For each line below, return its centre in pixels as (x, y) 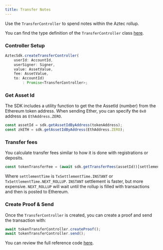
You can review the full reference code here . (49, 243)
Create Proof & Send (30, 204)
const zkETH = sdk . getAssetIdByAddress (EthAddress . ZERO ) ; (65, 130)
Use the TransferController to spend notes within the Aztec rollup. (72, 23)
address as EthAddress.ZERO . (33, 116)
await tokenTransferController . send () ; (45, 234)
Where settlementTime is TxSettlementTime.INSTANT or (59, 176)
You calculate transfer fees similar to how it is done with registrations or (77, 153)
